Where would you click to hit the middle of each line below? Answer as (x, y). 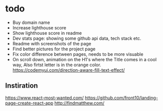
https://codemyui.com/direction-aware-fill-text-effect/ (68, 70)
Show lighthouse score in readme (47, 33)
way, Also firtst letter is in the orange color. (57, 65)
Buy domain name (31, 22)
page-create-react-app (29, 103)
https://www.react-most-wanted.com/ (45, 98)
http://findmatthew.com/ (79, 103)
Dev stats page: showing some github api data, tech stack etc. (77, 38)
